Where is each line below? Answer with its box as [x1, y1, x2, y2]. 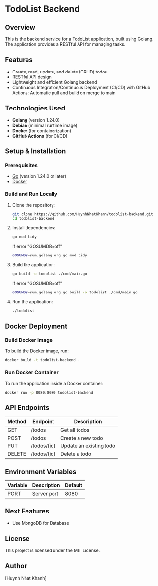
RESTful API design [12, 74, 52, 80]
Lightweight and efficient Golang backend [12, 79, 97, 85]
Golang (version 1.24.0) [12, 117, 60, 123]
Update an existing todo [60, 442, 116, 449]
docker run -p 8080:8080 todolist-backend [5, 390, 93, 395]
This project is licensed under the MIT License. [5, 548, 100, 553]
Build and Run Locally [5, 191, 58, 198]
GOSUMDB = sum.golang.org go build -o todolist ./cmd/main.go [12, 290, 138, 294]
